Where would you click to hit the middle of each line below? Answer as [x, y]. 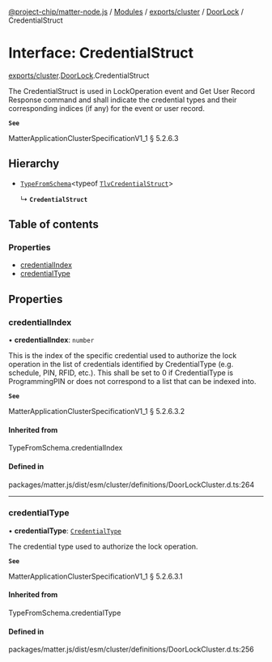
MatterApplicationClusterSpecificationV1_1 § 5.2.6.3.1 [96, 576]
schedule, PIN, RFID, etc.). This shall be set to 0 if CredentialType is [121, 373]
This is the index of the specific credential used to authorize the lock [123, 356]
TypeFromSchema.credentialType [65, 613]
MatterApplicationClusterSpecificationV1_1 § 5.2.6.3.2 [97, 412]
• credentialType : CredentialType [65, 531]
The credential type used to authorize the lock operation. [103, 546]
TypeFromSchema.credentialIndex [66, 448]
